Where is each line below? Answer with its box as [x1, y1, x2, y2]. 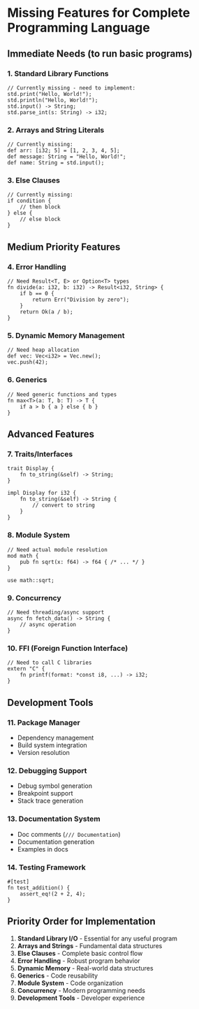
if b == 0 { [20, 290, 54, 297]
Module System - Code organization [17, 978, 124, 987]
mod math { [7, 552, 39, 559]
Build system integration [17, 741, 87, 749]
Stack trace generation [17, 796, 84, 805]
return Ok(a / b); [20, 309, 73, 316]
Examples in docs [17, 845, 68, 853]
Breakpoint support [17, 789, 73, 798]
